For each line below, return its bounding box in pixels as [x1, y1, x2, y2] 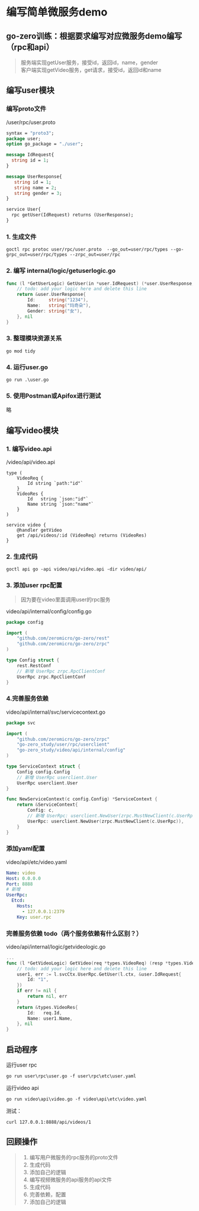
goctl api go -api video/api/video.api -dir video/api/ [6, 566, 147, 572]
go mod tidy [6, 348, 36, 354]
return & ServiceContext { [17, 802, 78, 808]
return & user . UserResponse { [17, 292, 86, 298]
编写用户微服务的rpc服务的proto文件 [29, 1153, 118, 1160]
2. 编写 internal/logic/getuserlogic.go [6, 267, 116, 275]
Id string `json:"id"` [27, 496, 89, 502]
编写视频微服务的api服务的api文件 [29, 1176, 113, 1183]
